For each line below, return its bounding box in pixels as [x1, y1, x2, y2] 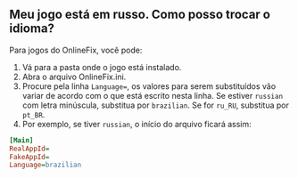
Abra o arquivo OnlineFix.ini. [21, 71, 127, 82]
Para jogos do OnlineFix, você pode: [9, 44, 143, 55]
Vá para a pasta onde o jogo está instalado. [21, 61, 182, 72]
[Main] [9, 135, 34, 145]
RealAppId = [9, 144, 50, 153]
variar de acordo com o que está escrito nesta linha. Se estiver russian [21, 90, 284, 101]
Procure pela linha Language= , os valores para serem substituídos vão [21, 80, 277, 92]
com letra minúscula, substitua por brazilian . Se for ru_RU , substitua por [21, 100, 290, 110]
